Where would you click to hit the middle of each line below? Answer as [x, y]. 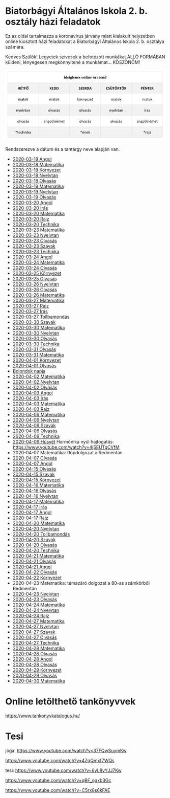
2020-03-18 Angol [32, 159]
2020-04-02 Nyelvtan [36, 382]
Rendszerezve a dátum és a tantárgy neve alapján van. [63, 149]
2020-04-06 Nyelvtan [36, 420]
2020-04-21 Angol [32, 567]
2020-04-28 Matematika [39, 648]
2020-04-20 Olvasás [35, 545]
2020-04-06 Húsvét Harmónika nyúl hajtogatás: [63, 441]
